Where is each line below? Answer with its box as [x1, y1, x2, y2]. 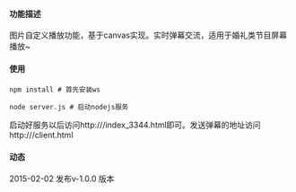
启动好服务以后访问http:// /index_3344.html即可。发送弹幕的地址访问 [9, 119, 262, 130]
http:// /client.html [9, 130, 74, 141]
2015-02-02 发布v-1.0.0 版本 [9, 173, 115, 184]
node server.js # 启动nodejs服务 [9, 103, 129, 112]
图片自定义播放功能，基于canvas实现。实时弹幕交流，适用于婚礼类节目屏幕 [9, 30, 288, 40]
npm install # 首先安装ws [9, 85, 101, 94]
